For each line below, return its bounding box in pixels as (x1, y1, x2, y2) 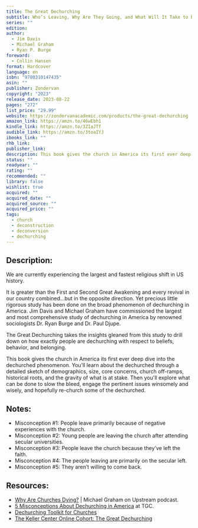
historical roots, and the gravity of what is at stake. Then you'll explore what (6, 374, 190, 381)
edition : (6, 25, 28, 31)
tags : (6, 212, 19, 218)
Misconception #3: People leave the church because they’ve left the (14, 445, 181, 452)
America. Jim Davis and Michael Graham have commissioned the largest (6, 307, 182, 314)
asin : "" (6, 80, 28, 86)
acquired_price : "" (6, 206, 54, 212)
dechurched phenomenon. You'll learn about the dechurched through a (6, 362, 179, 369)
